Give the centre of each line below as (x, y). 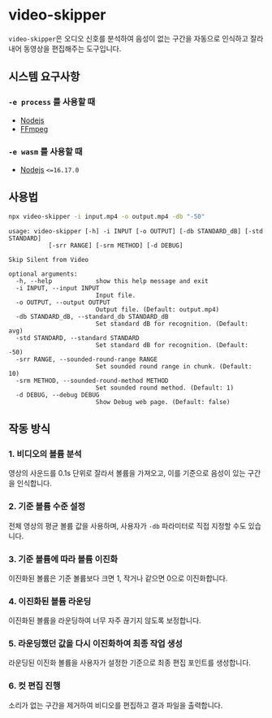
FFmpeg (34, 128)
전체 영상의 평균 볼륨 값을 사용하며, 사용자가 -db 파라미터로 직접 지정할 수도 (127, 525)
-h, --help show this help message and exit (112, 281)
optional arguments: (43, 274)
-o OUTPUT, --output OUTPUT (63, 302)
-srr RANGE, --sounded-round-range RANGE (87, 359)
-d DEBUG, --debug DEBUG (58, 395)
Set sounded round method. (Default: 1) (164, 388)
